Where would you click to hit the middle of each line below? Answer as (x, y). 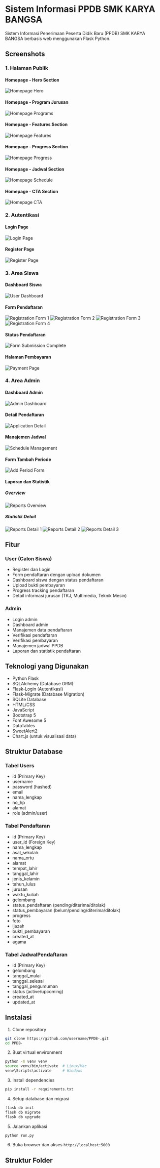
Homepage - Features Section (36, 125)
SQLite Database (29, 699)
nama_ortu (23, 858)
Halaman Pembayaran (28, 357)
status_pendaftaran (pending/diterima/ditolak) (59, 905)
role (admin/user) (30, 813)
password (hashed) (32, 787)
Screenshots (25, 54)
